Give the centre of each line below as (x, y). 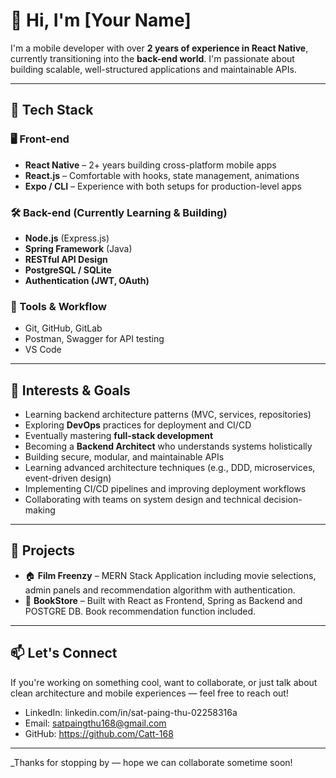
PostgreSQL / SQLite (68, 270)
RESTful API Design (66, 259)
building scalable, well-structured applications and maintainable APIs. (153, 69)
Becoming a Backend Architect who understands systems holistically (168, 446)
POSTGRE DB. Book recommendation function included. (140, 611)
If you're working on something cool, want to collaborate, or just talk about (164, 682)
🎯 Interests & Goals (70, 390)
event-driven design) (68, 478)
